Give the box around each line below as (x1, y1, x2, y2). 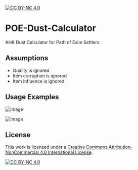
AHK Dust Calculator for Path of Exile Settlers (5, 39, 100, 45)
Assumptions (5, 54, 49, 63)
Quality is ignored (12, 67, 50, 73)
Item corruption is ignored (12, 72, 67, 78)
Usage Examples (5, 93, 59, 101)
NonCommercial (5, 149, 39, 155)
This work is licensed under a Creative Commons (5, 144, 108, 150)
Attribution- (108, 144, 133, 150)
